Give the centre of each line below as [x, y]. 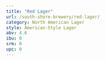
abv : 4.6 [17, 33]
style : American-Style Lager [41, 28]
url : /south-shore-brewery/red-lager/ [53, 17]
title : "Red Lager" [30, 11]
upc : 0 [14, 49]
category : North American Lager [45, 22]
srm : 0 [14, 44]
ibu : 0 [14, 38]
